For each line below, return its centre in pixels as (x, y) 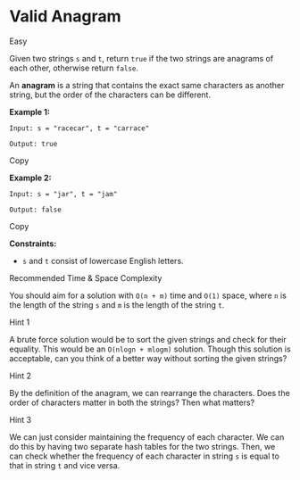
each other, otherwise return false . (74, 68)
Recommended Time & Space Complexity (86, 277)
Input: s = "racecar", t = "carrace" (79, 128)
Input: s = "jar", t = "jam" (63, 194)
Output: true (33, 144)
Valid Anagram (66, 17)
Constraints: (33, 244)
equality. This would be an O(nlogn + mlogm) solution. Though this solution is (150, 349)
